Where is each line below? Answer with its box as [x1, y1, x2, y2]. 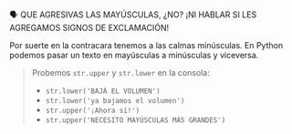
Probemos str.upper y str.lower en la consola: [31, 67, 210, 77]
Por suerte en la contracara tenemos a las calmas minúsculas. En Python [9, 40, 284, 50]
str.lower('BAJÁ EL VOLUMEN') [45, 87, 162, 96]
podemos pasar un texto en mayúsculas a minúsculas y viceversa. [9, 50, 259, 60]
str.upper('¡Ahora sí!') [45, 106, 141, 115]
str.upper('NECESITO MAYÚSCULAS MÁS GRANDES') [45, 116, 226, 125]
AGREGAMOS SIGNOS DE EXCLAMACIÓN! [9, 23, 170, 33]
